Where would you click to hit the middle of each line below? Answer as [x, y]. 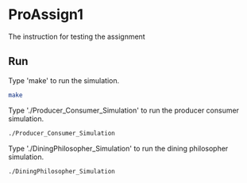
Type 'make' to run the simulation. [64, 80]
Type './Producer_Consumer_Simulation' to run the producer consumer [124, 110]
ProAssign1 [46, 15]
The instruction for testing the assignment [77, 36]
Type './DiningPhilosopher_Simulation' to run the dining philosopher [118, 148]
